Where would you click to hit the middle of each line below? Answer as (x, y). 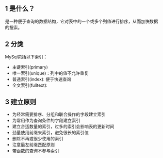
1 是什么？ (20, 9)
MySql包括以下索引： (26, 57)
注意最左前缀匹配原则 (33, 145)
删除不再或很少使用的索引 (38, 139)
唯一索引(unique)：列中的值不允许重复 (50, 73)
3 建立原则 (21, 102)
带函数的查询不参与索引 (35, 151)
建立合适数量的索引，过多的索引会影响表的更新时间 (63, 126)
